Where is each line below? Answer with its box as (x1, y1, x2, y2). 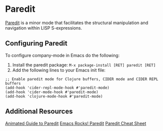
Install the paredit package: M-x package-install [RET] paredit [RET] (12, 62, 156, 67)
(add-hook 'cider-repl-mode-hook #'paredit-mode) (5, 85, 110, 90)
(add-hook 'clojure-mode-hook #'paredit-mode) (5, 94, 103, 99)
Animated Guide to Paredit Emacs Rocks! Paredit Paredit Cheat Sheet (5, 120, 147, 126)
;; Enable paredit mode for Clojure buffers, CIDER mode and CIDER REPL (5, 76, 159, 82)
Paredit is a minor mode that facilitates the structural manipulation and (5, 20, 149, 26)
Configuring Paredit (5, 39, 68, 48)
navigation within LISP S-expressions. (5, 25, 82, 31)
